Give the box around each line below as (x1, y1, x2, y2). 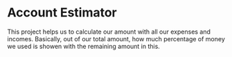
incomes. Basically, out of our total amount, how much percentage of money (7, 34, 225, 43)
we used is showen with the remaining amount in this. (7, 42, 161, 50)
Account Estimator (7, 5, 118, 21)
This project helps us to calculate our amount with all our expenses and (7, 27, 211, 36)
